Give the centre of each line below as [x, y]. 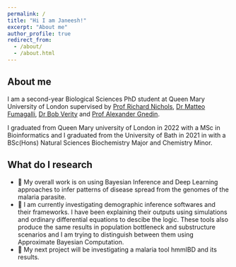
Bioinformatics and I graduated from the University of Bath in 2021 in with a [117, 135]
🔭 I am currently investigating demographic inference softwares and [116, 204]
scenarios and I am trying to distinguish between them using [106, 235]
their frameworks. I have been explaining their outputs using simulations [122, 212]
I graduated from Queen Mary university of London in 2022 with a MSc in [114, 127]
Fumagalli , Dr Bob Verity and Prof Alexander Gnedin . [84, 114]
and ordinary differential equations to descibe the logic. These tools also [123, 219]
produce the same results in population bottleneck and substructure [116, 227]
